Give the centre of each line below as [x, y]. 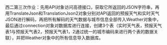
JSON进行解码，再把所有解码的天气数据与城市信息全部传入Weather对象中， [83, 19]
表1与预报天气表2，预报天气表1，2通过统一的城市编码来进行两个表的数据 [80, 32]
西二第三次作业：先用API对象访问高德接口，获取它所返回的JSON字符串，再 [82, 7]
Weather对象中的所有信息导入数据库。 [64, 38]
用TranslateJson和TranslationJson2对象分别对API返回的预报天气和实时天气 [82, 13]
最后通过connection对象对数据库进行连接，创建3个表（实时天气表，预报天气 [83, 25]
